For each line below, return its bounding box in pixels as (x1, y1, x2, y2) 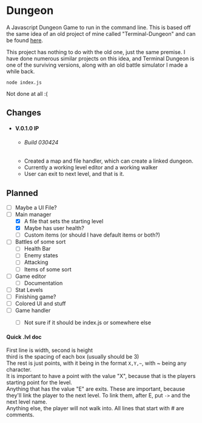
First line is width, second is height (6, 347, 93, 354)
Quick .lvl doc (6, 333, 42, 340)
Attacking (24, 259, 49, 266)
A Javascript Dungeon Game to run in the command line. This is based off (6, 24, 191, 31)
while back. (6, 67, 35, 75)
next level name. (6, 398, 47, 405)
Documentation (24, 279, 63, 286)
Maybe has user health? (24, 225, 85, 232)
